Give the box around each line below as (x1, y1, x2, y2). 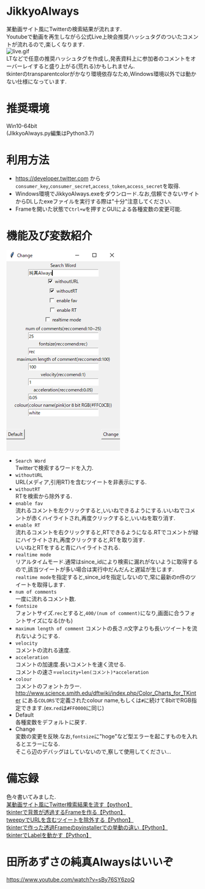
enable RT (15, 522, 41, 528)
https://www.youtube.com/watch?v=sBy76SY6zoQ (6, 876, 135, 883)
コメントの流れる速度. (15, 646, 71, 654)
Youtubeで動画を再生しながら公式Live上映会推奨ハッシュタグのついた (6, 32, 182, 40)
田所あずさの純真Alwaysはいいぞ (6, 855, 174, 869)
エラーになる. (26, 740, 60, 747)
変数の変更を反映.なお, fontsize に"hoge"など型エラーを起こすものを (15, 732, 187, 740)
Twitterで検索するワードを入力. (15, 464, 94, 471)
